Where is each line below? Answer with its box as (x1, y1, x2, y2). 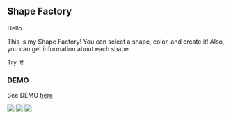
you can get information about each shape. (7, 44, 131, 53)
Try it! (7, 58, 24, 66)
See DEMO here (7, 91, 54, 100)
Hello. (7, 24, 24, 32)
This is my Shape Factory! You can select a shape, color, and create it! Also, (7, 37, 225, 46)
